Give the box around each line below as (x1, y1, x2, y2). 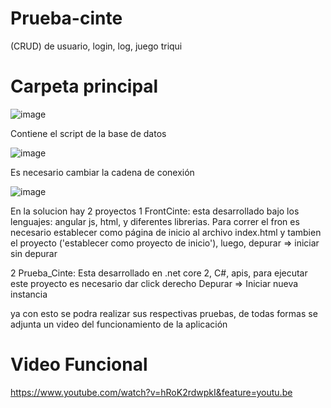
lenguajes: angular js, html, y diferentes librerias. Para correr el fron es (10, 215, 300, 227)
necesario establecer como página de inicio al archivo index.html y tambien (10, 226, 322, 238)
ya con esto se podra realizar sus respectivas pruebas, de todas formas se (10, 307, 318, 319)
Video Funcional (10, 353, 148, 376)
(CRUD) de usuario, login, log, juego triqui (10, 40, 183, 52)
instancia (10, 288, 48, 300)
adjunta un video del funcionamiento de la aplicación (10, 318, 228, 330)
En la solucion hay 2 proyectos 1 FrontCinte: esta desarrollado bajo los (10, 205, 300, 217)
